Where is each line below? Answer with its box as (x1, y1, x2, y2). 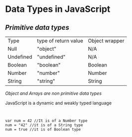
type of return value (37, 37, 83, 44)
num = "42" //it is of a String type (5, 123, 83, 128)
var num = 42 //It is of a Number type (5, 118, 88, 123)
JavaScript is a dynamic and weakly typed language (5, 100, 112, 106)
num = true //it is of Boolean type (5, 127, 81, 132)
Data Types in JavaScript (5, 3, 111, 15)
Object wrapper (88, 37, 125, 44)
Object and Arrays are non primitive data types (5, 90, 102, 96)
